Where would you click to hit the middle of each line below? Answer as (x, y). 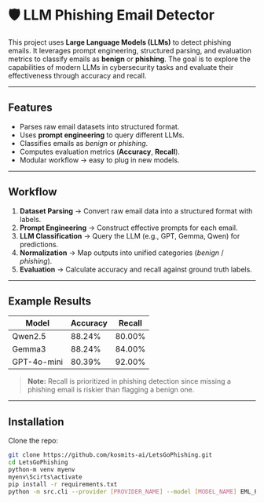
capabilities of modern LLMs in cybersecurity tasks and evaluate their (121, 67)
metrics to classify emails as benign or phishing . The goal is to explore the (130, 59)
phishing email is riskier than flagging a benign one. (111, 390)
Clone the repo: (33, 441)
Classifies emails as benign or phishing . (84, 143)
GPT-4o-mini (38, 362)
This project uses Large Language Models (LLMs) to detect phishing (120, 42)
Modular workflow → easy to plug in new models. (99, 160)
